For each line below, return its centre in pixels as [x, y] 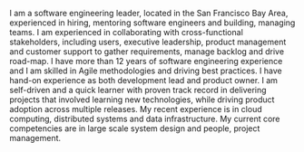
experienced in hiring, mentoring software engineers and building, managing [152, 23]
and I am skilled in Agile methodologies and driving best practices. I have [146, 71]
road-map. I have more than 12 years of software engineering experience [146, 61]
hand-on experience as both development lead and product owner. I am [144, 80]
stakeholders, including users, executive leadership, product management [148, 42]
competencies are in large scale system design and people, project [135, 128]
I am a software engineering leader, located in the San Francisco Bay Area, [149, 13]
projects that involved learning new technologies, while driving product [142, 100]
